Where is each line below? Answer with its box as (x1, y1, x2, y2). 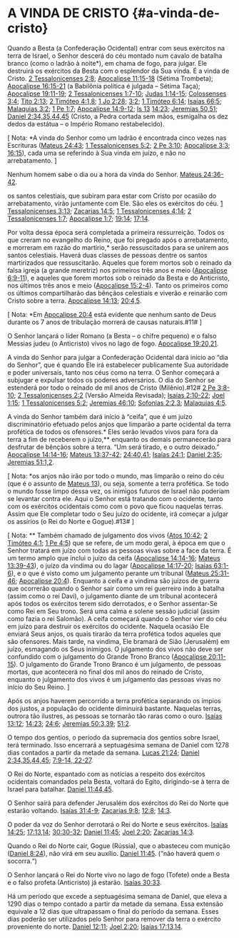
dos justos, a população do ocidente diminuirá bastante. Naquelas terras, (7, 704, 223, 712)
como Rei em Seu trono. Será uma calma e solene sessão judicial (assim (7, 607, 220, 615)
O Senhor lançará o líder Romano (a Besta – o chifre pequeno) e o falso (7, 331, 217, 340)
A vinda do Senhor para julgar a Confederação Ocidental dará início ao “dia (7, 353, 228, 361)
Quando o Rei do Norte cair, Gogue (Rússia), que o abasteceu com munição (7, 841, 230, 850)
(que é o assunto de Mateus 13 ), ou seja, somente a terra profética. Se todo (7, 479, 230, 488)
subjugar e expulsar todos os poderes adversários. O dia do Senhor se (7, 375, 215, 384)
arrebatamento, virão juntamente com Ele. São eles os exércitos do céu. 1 (7, 198, 223, 208)
